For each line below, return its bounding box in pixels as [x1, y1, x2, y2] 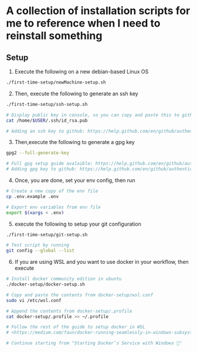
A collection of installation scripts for [6, 4, 191, 18]
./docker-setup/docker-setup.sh [6, 281, 85, 287]
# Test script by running [6, 242, 69, 248]
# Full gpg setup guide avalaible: [6, 160, 93, 167]
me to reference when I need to [6, 16, 161, 30]
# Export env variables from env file [6, 204, 101, 210]
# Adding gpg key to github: [6, 166, 77, 172]
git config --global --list [6, 248, 75, 254]
